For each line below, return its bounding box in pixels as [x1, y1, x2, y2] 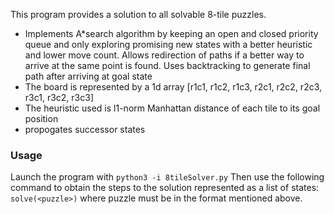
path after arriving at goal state [24, 70, 153, 82]
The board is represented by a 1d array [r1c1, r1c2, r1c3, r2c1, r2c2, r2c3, [24, 81, 323, 93]
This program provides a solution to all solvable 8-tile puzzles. [10, 9, 267, 20]
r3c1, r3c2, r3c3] [24, 92, 95, 103]
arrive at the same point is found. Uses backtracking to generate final [24, 60, 311, 71]
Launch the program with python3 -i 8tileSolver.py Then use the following [10, 171, 325, 183]
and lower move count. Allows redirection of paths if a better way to [24, 49, 305, 61]
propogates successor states [24, 124, 146, 135]
